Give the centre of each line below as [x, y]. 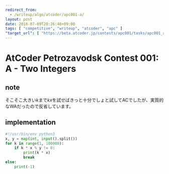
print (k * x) [37, 153]
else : [11, 162]
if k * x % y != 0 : [35, 148]
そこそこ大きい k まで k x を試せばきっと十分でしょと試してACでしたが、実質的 [84, 100]
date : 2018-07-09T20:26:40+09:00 [40, 24]
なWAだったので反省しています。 [39, 106]
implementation [31, 122]
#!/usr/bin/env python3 [30, 134]
